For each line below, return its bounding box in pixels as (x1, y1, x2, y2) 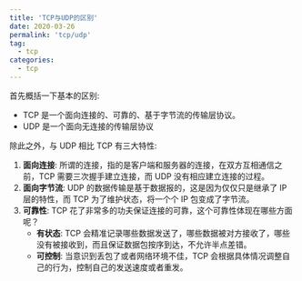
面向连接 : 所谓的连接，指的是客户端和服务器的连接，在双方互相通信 (22, 159, 275, 170)
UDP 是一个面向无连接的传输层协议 (22, 120, 155, 132)
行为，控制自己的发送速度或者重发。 (52, 261, 188, 273)
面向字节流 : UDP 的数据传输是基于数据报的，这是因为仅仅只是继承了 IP (22, 182, 287, 193)
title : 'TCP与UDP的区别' (9, 13, 98, 23)
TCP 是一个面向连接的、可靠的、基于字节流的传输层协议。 (22, 109, 241, 120)
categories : (9, 55, 55, 65)
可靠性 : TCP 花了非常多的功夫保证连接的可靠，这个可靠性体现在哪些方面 (22, 205, 293, 216)
